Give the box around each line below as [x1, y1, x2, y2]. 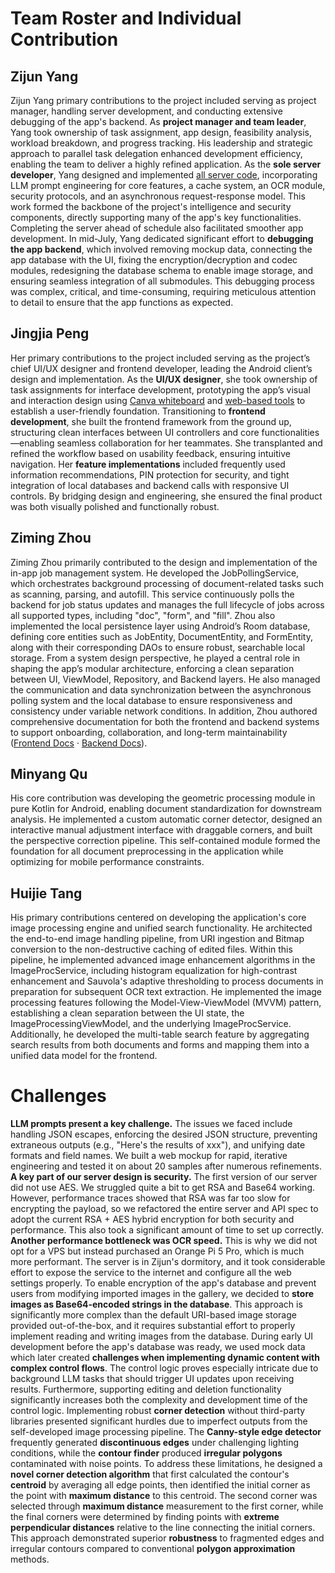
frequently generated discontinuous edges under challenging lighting [10, 1437, 299, 1449]
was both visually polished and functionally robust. [10, 500, 220, 512]
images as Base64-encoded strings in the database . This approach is [10, 1298, 303, 1311]
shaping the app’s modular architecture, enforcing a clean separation [10, 662, 295, 674]
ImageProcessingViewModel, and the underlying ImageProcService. [10, 1018, 292, 1030]
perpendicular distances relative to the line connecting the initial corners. [10, 1522, 316, 1534]
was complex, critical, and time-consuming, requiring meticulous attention [10, 286, 317, 297]
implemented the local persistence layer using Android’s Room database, [10, 620, 311, 632]
